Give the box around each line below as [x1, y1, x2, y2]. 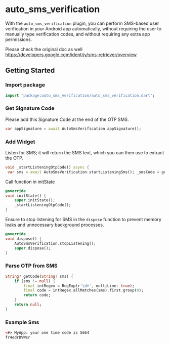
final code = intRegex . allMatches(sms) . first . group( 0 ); [23, 288, 144, 293]
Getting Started [5, 66, 55, 75]
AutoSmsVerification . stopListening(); [14, 241, 96, 246]
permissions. [5, 36, 32, 42]
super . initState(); [14, 198, 56, 203]
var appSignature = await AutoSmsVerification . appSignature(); [5, 126, 142, 131]
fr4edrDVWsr [5, 335, 30, 340]
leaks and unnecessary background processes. [5, 222, 104, 228]
